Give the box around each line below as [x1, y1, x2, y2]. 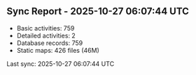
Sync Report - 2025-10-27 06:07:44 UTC [6, 6, 190, 17]
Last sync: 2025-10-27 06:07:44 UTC [6, 59, 115, 68]
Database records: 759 [16, 38, 83, 47]
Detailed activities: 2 [16, 31, 76, 40]
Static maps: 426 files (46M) [16, 46, 99, 54]
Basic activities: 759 [16, 24, 75, 32]
